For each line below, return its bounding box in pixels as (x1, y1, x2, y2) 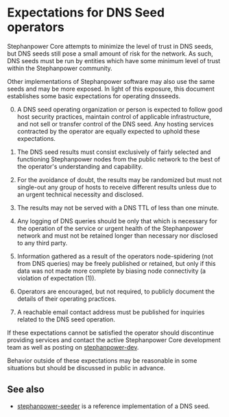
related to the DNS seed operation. (16, 315, 115, 324)
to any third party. (16, 238, 68, 247)
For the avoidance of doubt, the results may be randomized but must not (16, 175, 222, 183)
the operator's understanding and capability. (16, 162, 143, 170)
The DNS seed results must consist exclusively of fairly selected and (16, 148, 211, 156)
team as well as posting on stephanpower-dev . (7, 343, 139, 351)
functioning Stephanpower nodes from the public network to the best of (16, 155, 221, 163)
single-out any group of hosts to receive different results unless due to (16, 183, 217, 191)
